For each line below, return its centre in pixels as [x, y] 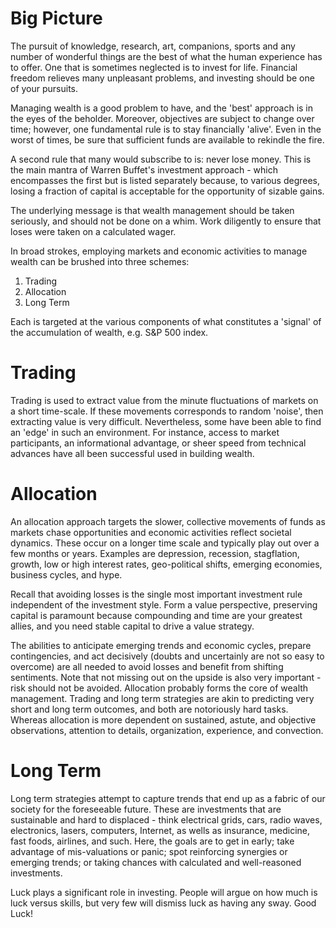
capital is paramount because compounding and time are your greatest [156, 615]
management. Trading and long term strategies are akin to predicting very [162, 698]
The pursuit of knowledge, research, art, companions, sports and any [153, 46]
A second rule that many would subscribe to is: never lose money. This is [161, 159]
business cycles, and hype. [66, 574]
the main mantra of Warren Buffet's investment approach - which [144, 169]
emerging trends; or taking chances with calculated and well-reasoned [156, 862]
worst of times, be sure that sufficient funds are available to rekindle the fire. [167, 139]
